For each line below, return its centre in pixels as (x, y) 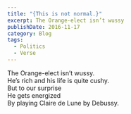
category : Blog (30, 33)
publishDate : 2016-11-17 (44, 27)
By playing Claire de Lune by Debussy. (63, 103)
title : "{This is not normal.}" (55, 14)
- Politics (30, 46)
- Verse (25, 53)
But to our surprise (35, 88)
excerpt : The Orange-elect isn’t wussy (66, 20)
